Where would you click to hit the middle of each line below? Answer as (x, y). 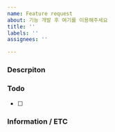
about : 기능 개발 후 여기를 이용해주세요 (57, 20)
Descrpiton (26, 70)
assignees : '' (28, 40)
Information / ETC (37, 122)
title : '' (21, 26)
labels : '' (23, 33)
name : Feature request (40, 14)
